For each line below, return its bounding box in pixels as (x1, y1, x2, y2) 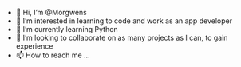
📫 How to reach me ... (15, 50, 90, 60)
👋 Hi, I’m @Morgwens (15, 8, 88, 17)
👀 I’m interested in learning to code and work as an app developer (15, 16, 233, 26)
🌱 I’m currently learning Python (15, 25, 118, 33)
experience (15, 41, 53, 51)
